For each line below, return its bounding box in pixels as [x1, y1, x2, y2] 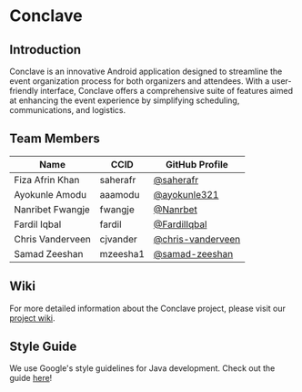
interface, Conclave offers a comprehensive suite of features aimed [40, 86, 294, 96]
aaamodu [99, 188, 140, 201]
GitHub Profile [165, 158, 229, 170]
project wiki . [9, 312, 56, 324]
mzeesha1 [99, 247, 146, 260]
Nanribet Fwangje [14, 202, 91, 215]
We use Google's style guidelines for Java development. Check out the [9, 363, 276, 374]
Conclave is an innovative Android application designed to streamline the [9, 66, 283, 77]
